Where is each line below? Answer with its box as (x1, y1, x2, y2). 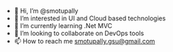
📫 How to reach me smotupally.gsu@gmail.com (13, 37, 155, 45)
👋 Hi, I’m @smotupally (13, 7, 79, 15)
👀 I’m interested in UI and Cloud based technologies (13, 14, 166, 22)
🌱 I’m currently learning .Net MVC (13, 22, 113, 30)
